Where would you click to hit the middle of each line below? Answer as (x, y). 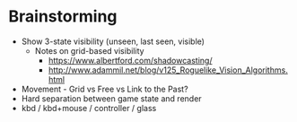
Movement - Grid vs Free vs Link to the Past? (105, 89)
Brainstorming (63, 17)
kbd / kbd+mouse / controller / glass (89, 108)
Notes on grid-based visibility (89, 50)
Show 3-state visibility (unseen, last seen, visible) (113, 41)
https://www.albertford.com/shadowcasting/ (130, 60)
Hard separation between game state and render (112, 98)
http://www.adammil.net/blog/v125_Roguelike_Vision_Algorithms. (168, 70)
